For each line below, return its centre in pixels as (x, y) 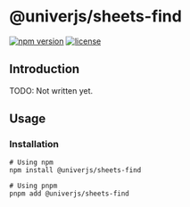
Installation (34, 145)
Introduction (45, 69)
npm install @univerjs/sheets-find (75, 170)
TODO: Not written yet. (51, 90)
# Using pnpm (33, 186)
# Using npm (31, 162)
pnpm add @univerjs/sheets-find (69, 194)
